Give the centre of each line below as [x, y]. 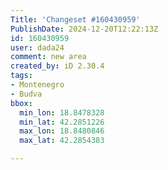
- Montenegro [37, 85]
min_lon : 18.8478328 [62, 112]
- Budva [26, 94]
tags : [21, 76]
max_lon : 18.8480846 [62, 131]
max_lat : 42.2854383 [62, 141]
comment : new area [48, 57]
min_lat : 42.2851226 [62, 122]
